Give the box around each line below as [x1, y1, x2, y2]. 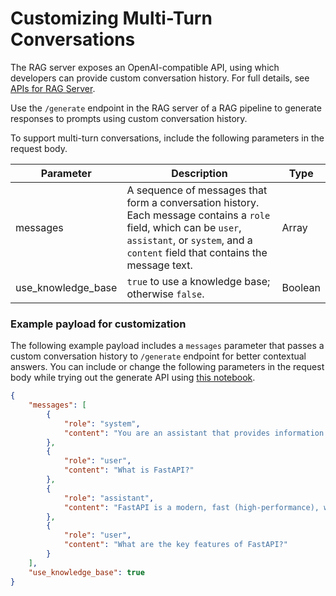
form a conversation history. [126, 195, 260, 209]
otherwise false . [126, 287, 205, 301]
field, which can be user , [126, 220, 242, 234]
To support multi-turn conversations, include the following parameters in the [10, 132, 325, 144]
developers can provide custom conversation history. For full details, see [10, 72, 310, 84]
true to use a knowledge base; [126, 274, 271, 288]
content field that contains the [126, 245, 268, 259]
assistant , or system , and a [126, 233, 253, 247]
